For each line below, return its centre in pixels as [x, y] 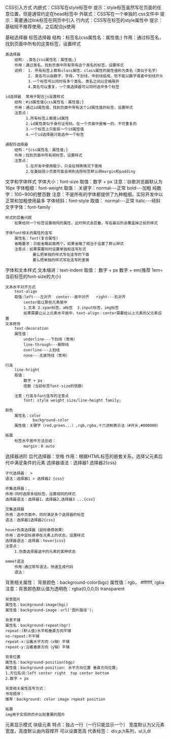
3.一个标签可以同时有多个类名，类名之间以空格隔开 [74, 81]
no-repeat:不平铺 [22, 636]
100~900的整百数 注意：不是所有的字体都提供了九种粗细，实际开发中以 [89, 194]
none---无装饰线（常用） [47, 355]
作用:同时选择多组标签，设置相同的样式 [41, 494]
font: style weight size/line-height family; [73, 400]
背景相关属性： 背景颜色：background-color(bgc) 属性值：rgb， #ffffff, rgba [85, 582]
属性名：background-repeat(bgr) [38, 625]
